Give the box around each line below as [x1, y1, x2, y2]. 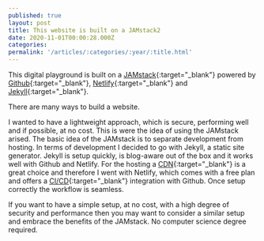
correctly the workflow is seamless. [8, 185, 124, 194]
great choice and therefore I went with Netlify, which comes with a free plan [8, 168, 255, 177]
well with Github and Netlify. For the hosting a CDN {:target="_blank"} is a [8, 160, 247, 168]
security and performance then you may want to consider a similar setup [8, 209, 245, 217]
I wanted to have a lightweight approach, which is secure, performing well [8, 118, 249, 126]
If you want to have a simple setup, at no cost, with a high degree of [8, 200, 229, 209]
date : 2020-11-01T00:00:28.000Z [8, 33, 115, 42]
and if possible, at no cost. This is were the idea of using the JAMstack [8, 126, 239, 135]
